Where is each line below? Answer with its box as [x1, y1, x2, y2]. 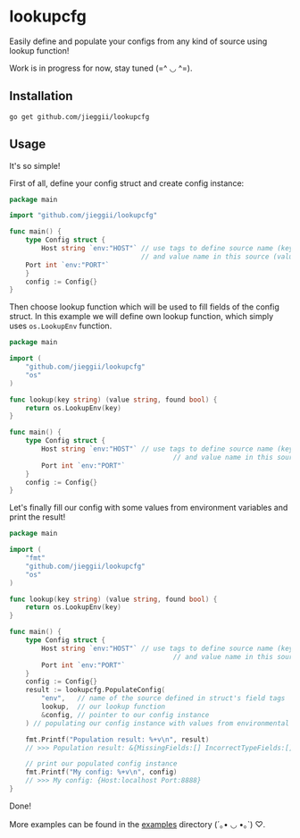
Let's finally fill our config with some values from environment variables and [9, 503, 288, 513]
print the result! [9, 512, 66, 522]
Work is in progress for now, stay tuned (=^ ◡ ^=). [9, 63, 193, 73]
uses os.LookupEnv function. [9, 320, 112, 332]
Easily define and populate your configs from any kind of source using [9, 36, 268, 47]
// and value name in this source [141, 252, 270, 261]
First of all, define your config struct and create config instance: [9, 177, 245, 189]
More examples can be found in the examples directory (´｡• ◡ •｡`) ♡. [9, 818, 266, 829]
